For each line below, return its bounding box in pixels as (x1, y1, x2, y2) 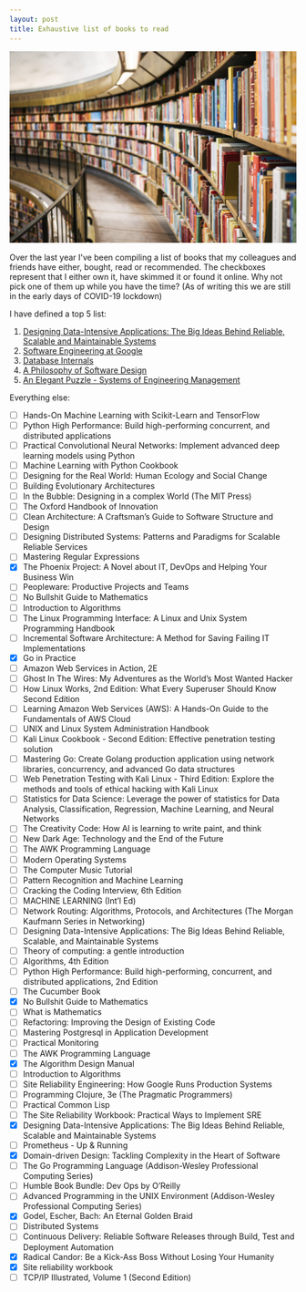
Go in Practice (22, 652, 76, 663)
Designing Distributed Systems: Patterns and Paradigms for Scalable (22, 532, 280, 543)
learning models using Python (22, 450, 135, 460)
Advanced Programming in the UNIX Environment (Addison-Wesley (22, 1191, 275, 1202)
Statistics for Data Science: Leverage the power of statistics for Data (22, 793, 280, 804)
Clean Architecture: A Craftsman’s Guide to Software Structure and (22, 512, 273, 522)
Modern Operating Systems (22, 853, 127, 865)
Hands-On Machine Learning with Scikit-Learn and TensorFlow (22, 409, 260, 420)
